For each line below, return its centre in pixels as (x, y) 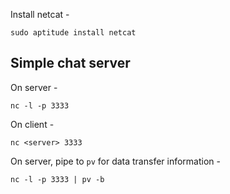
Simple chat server (70, 63)
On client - (32, 124)
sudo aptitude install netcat (73, 33)
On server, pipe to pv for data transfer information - (115, 161)
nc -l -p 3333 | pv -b (57, 179)
